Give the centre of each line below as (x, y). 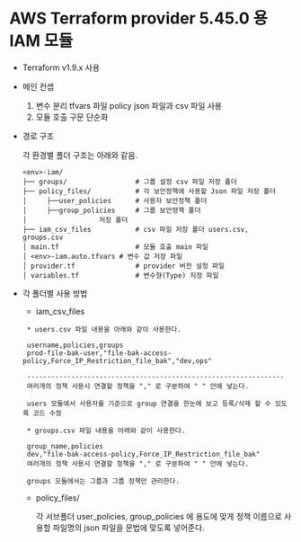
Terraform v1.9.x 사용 (61, 67)
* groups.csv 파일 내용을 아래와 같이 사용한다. (106, 431)
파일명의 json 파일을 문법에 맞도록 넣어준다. (128, 528)
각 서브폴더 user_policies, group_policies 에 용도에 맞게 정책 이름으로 (159, 516)
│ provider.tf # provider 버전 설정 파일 (123, 266)
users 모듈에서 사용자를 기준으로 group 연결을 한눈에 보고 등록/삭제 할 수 (149, 404)
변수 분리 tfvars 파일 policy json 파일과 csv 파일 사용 (129, 105)
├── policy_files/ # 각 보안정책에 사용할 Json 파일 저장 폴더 (149, 191)
